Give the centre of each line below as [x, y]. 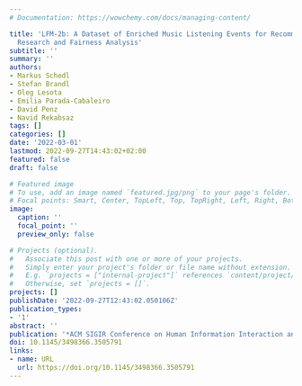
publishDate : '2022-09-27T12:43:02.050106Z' [94, 301]
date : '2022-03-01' [46, 143]
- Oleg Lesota [36, 92]
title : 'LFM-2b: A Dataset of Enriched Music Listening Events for [138, 34]
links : [22, 351]
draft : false [34, 167]
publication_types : [46, 309]
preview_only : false [56, 234]
